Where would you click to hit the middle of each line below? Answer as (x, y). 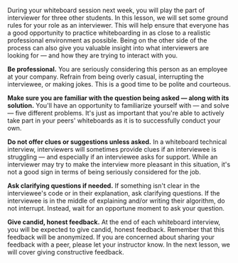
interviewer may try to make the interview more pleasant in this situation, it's (119, 164)
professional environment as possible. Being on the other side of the (107, 40)
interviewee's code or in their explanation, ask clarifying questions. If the (114, 193)
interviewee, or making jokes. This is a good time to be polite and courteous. (119, 84)
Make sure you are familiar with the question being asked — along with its (118, 98)
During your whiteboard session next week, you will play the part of (106, 10)
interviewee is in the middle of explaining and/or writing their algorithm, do (116, 201)
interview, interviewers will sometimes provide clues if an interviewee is (112, 149)
